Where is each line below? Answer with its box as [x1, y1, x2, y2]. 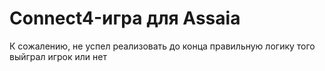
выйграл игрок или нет [9, 50, 107, 62]
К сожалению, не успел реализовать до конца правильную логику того [9, 40, 316, 52]
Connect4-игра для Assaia [9, 7, 241, 30]
